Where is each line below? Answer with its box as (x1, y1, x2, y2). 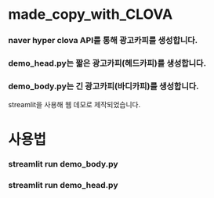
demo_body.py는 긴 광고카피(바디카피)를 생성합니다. (8, 81, 199, 92)
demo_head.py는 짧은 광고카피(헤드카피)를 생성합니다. (8, 58, 206, 69)
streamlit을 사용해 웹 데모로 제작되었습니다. (8, 100, 141, 110)
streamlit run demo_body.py (8, 159, 119, 170)
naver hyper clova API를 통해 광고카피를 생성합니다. (8, 35, 198, 46)
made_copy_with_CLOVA (8, 5, 173, 23)
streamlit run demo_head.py (8, 180, 118, 191)
